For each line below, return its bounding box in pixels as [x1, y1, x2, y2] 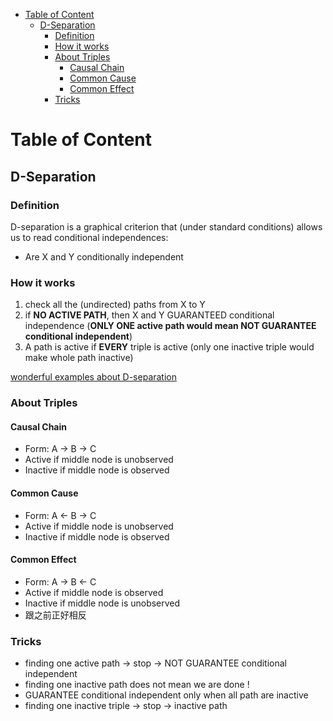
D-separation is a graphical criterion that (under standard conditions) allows [10, 220, 323, 233]
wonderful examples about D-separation [10, 371, 178, 383]
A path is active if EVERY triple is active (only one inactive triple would [24, 341, 315, 353]
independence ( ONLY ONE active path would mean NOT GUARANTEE [24, 320, 317, 332]
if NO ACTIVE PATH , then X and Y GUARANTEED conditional [24, 309, 275, 321]
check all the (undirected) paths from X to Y [24, 299, 206, 311]
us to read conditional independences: [10, 231, 169, 243]
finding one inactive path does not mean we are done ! [24, 679, 250, 690]
